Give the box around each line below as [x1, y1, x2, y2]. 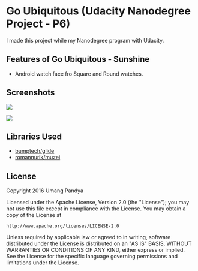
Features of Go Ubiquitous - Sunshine [6, 54, 150, 64]
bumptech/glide [14, 147, 55, 155]
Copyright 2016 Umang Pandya [6, 187, 84, 194]
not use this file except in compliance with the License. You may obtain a [6, 205, 186, 212]
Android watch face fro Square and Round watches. [14, 70, 143, 77]
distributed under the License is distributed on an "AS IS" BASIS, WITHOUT [6, 240, 192, 247]
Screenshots [6, 88, 55, 98]
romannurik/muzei [14, 154, 61, 161]
